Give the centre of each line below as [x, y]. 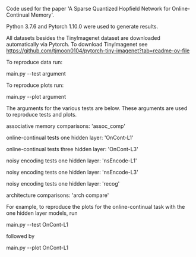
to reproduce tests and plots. [42, 115]
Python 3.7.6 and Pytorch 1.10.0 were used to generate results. [82, 26]
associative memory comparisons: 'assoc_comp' [66, 126]
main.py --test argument [36, 73]
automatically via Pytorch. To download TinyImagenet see [77, 44]
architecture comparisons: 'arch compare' [58, 195]
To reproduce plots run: [35, 85]
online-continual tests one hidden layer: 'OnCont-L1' [70, 137]
